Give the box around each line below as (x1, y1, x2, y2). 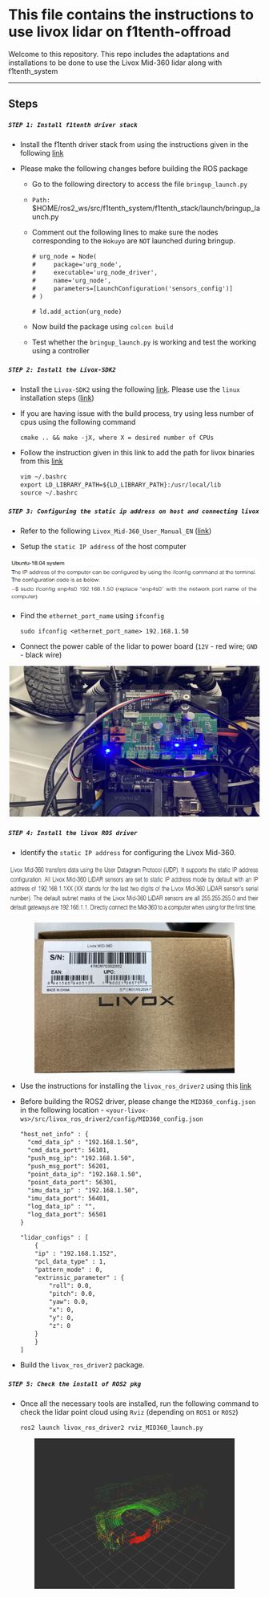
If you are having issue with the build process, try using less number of (19, 409, 255, 418)
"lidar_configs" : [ (19, 1234, 89, 1242)
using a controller (31, 346, 90, 356)
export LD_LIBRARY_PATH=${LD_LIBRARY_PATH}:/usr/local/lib (19, 481, 222, 489)
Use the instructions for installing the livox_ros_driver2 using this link (19, 1082, 252, 1091)
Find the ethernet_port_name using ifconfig (19, 611, 165, 621)
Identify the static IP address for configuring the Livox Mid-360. (19, 848, 236, 858)
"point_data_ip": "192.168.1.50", (27, 1171, 143, 1179)
